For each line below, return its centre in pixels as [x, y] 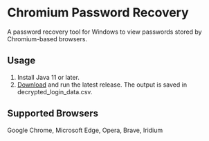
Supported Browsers [53, 114]
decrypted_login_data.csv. [55, 91]
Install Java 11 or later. [48, 77]
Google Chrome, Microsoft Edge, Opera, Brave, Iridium [85, 130]
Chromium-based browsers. [47, 39]
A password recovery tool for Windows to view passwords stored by [104, 32]
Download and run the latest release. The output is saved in [102, 85]
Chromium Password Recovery [98, 13]
